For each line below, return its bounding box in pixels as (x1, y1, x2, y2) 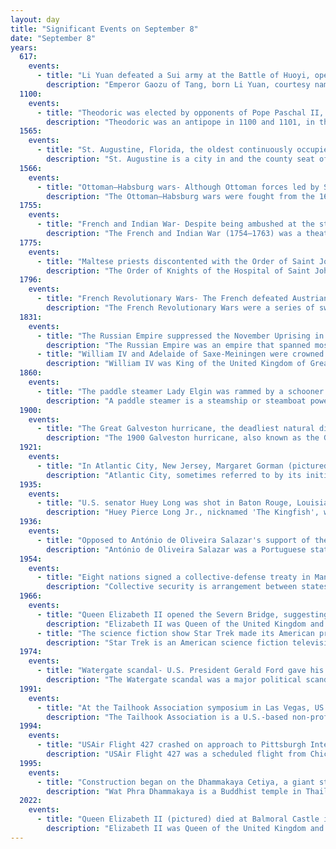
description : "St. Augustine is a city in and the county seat (46, 154, 315, 164)
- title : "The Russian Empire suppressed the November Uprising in (36, 331, 325, 341)
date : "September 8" (10, 33, 97, 43)
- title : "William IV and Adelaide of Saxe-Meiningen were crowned (36, 349, 325, 360)
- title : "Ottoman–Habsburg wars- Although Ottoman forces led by (36, 182, 320, 192)
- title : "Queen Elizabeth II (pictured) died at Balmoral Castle (36, 814, 320, 825)
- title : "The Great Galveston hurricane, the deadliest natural (36, 424, 315, 434)
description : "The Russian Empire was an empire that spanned (46, 340, 311, 350)
